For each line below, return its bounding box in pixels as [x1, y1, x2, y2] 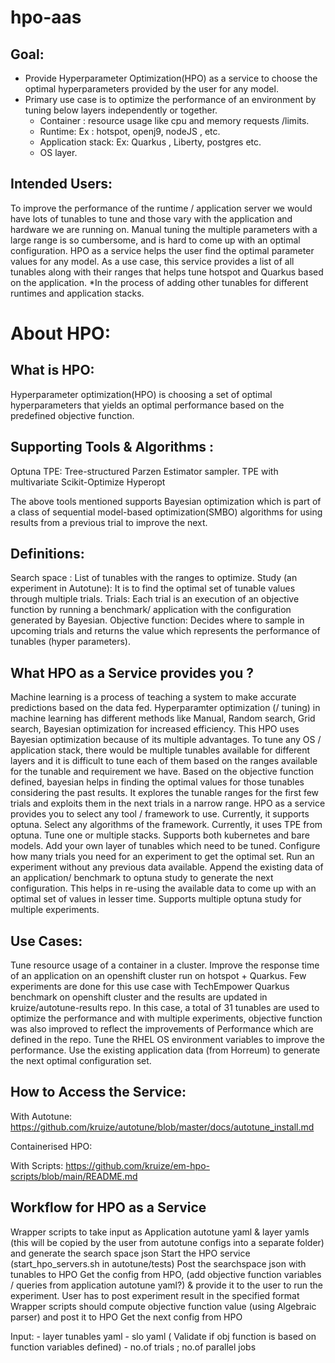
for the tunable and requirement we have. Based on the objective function [10, 766, 315, 778]
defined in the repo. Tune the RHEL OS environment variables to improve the [10, 1034, 325, 1046]
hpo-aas [10, 6, 82, 29]
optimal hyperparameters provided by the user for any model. [24, 83, 279, 95]
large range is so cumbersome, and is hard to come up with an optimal [10, 234, 301, 246]
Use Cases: [10, 932, 83, 950]
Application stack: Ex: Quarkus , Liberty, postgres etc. [39, 136, 262, 148]
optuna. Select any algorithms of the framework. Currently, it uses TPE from [10, 819, 323, 831]
